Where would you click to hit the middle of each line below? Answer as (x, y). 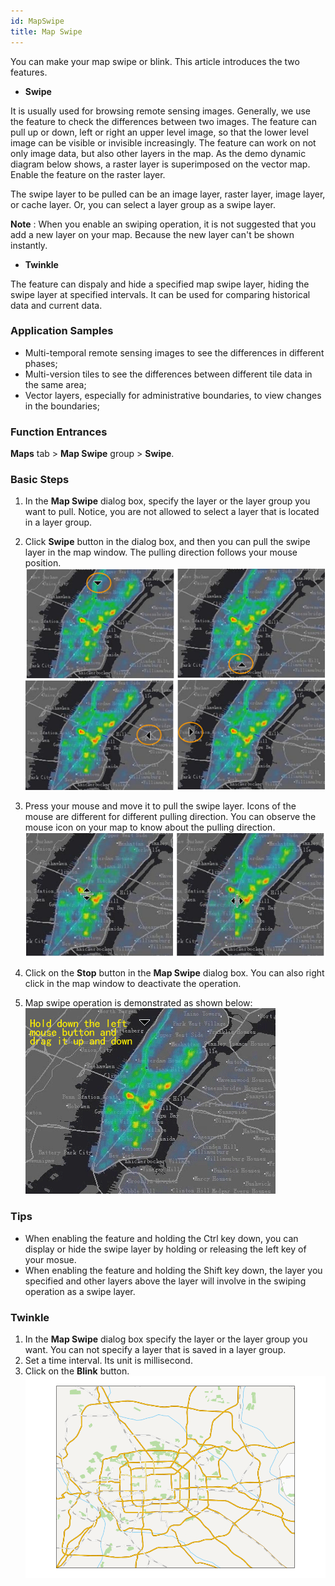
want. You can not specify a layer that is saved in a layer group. (155, 1350)
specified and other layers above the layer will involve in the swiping (165, 1281)
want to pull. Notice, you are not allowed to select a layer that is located (172, 512)
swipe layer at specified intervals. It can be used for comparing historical (160, 294)
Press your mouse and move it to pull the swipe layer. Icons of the (160, 806)
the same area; (55, 384)
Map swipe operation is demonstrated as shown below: (138, 1003)
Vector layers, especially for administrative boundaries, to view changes (173, 395)
